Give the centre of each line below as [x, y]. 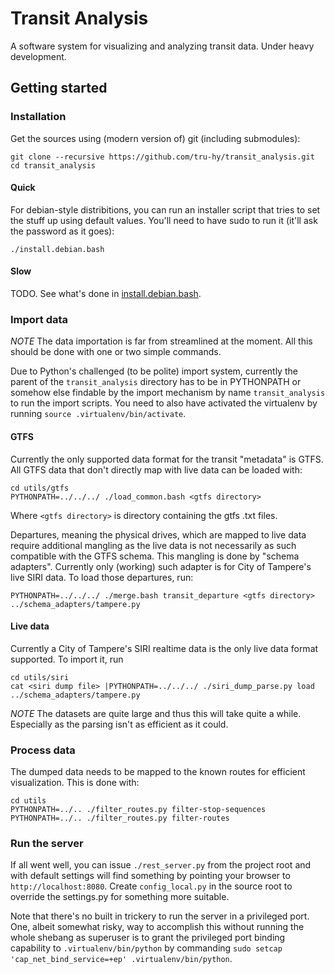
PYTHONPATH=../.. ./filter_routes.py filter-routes [120, 818]
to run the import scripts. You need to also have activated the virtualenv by [164, 403]
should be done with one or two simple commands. [116, 352]
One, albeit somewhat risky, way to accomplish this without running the [157, 927]
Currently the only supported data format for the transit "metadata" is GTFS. [167, 459]
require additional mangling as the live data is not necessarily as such [153, 545]
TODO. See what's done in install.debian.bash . [106, 294]
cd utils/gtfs [40, 488]
